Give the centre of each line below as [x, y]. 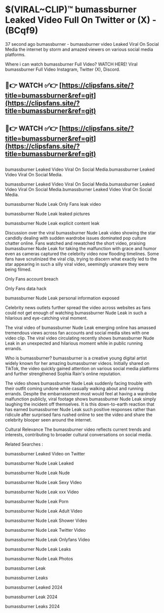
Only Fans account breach [32, 279]
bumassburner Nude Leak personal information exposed [62, 298]
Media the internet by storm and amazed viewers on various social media [79, 49]
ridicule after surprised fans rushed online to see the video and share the [79, 415]
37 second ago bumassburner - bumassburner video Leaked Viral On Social [82, 44]
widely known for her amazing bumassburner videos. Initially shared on [77, 363]
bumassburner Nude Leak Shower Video [46, 520]
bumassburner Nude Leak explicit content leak [52, 224]
